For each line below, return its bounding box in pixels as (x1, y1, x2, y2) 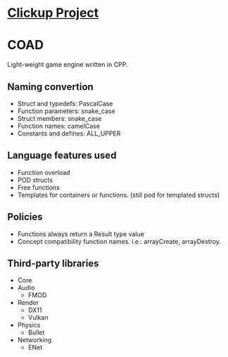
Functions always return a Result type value (17, 230, 144, 238)
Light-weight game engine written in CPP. (7, 60, 128, 69)
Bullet (27, 328, 45, 337)
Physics (17, 321, 41, 330)
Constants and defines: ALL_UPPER (17, 129, 121, 138)
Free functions (17, 183, 60, 191)
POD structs (17, 176, 53, 184)
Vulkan (27, 313, 49, 322)
